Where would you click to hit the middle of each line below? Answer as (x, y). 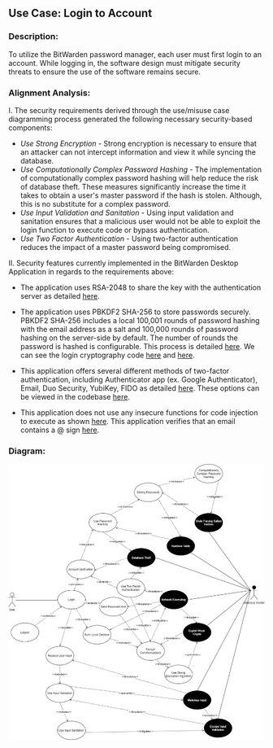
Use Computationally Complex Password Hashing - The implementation (141, 169)
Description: (33, 37)
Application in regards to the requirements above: (91, 271)
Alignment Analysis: (50, 93)
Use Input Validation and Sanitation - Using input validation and (127, 212)
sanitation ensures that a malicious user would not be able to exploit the (140, 221)
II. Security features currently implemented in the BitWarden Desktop (123, 263)
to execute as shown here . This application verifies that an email (128, 421)
